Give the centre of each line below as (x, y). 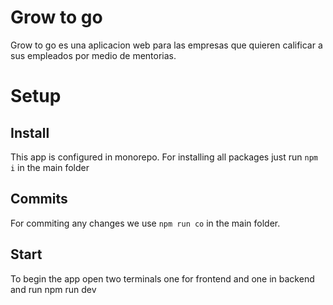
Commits (39, 199)
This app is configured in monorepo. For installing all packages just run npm (164, 157)
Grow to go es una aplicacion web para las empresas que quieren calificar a (166, 45)
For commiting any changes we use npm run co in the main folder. (145, 223)
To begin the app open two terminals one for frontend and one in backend (162, 278)
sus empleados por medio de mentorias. (93, 55)
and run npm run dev (53, 289)
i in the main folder (50, 167)
